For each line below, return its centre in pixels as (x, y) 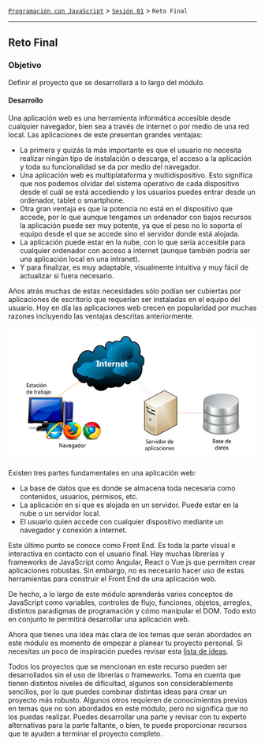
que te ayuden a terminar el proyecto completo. (86, 733)
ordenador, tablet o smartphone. (72, 200)
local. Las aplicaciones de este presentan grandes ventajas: (105, 134)
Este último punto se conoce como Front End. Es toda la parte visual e (122, 545)
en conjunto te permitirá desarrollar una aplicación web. (99, 619)
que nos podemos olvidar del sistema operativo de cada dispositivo (129, 183)
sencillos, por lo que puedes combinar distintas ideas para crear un (118, 692)
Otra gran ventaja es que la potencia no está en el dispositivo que (126, 208)
